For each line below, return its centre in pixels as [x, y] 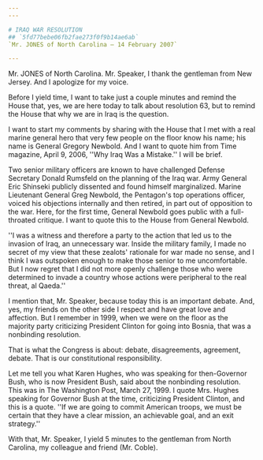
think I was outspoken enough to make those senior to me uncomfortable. [128, 260]
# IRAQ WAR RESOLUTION [45, 30]
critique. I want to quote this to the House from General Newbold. [143, 220]
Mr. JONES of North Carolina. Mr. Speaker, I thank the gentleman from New [130, 74]
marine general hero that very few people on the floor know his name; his [127, 138]
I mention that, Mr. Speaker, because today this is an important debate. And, [131, 301]
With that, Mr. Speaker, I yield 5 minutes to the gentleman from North [120, 439]
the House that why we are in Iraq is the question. [89, 114]
